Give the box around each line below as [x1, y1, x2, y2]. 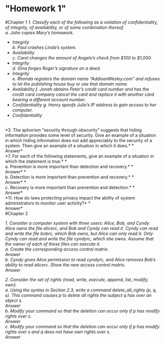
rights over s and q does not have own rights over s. [5, 329, 111, 335]
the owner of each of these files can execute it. [5, 241, 101, 247]
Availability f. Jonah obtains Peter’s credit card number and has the [12, 86, 149, 92]
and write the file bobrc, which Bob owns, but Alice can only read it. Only [5, 230, 153, 236]
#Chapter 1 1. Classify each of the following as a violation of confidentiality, [5, 19, 158, 25]
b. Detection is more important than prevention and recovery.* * [5, 174, 134, 180]
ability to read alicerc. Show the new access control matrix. [5, 261, 126, 268]
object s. [5, 297, 23, 303]
